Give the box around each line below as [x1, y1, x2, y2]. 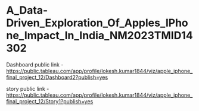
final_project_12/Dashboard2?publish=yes [6, 74, 108, 81]
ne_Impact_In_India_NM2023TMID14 [6, 29, 194, 42]
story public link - [6, 85, 49, 92]
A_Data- [6, 4, 48, 17]
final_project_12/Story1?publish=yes [6, 97, 94, 104]
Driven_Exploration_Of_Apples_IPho [6, 16, 189, 30]
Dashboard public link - [6, 61, 64, 68]
